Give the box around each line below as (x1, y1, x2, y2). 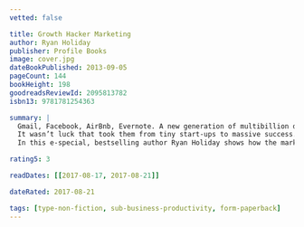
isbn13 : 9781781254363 (9, 97, 95, 106)
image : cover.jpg (9, 55, 75, 64)
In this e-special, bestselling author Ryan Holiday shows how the (17, 138, 278, 147)
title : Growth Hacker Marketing (9, 29, 131, 39)
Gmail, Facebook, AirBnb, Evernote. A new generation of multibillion (17, 121, 290, 131)
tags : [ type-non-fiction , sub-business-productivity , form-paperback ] (9, 203, 281, 213)
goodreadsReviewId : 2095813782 (9, 88, 128, 98)
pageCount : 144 (9, 71, 67, 81)
